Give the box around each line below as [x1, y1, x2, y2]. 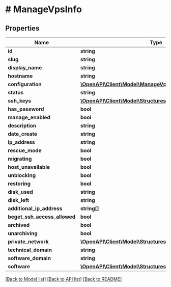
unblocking [8, 172, 36, 179]
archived [8, 222, 30, 228]
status [8, 89, 24, 96]
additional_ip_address [8, 205, 63, 212]
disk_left [8, 197, 30, 203]
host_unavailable [8, 164, 50, 170]
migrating [8, 155, 32, 162]
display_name [8, 64, 42, 71]
